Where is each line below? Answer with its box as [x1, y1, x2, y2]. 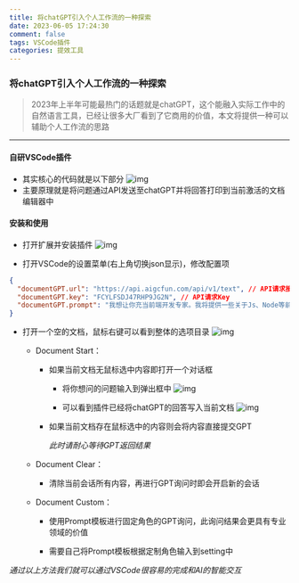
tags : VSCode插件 [9, 37, 71, 47]
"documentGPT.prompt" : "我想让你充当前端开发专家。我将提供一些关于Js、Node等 [17, 300, 286, 310]
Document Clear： [35, 459, 104, 470]
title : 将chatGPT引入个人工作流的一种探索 [9, 12, 151, 22]
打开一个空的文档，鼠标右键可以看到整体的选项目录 [21, 326, 210, 337]
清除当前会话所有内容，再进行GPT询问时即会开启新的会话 [48, 478, 260, 489]
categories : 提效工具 [9, 46, 85, 55]
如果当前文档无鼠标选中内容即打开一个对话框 [48, 365, 214, 375]
